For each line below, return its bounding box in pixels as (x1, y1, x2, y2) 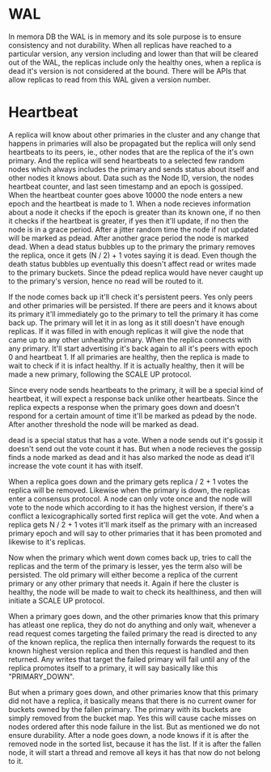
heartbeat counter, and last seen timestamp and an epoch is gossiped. (8, 181, 243, 191)
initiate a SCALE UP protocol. (8, 595, 105, 605)
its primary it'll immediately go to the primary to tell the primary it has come (8, 309, 259, 318)
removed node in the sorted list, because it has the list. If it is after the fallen (8, 739, 261, 749)
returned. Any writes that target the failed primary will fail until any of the (8, 654, 251, 664)
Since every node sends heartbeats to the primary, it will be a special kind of (8, 385, 264, 395)
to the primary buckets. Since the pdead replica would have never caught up (8, 267, 264, 277)
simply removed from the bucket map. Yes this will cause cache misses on (8, 713, 256, 723)
